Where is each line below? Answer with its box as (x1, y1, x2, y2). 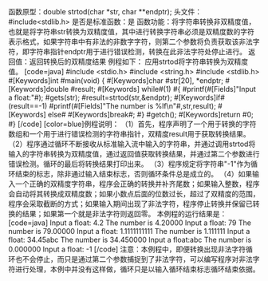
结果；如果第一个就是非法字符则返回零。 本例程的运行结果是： (22, 209, 227, 218)
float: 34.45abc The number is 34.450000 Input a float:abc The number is (8, 235, 252, 244)
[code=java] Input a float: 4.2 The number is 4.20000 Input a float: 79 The (8, 218, 251, 228)
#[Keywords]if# (174, 93, 226, 102)
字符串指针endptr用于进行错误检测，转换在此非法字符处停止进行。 (29, 47, 247, 56)
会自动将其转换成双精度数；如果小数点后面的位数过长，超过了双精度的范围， (8, 189, 260, 198)
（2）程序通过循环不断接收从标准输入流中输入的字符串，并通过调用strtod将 (8, 139, 256, 148)
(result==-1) (8, 101, 48, 110)
